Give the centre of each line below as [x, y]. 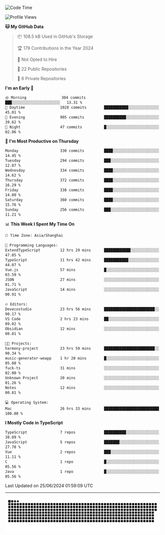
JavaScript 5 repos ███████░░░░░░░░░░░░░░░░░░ [82, 442]
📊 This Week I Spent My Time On [40, 224]
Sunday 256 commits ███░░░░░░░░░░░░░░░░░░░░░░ [82, 210]
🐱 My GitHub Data [25, 27]
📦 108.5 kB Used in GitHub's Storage [55, 36]
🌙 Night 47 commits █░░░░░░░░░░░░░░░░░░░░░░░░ [82, 127]
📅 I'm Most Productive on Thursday [42, 141]
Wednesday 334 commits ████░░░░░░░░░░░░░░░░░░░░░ [82, 170]
